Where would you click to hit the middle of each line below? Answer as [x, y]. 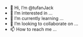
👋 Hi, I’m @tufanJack [32, 8]
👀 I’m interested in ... [31, 13]
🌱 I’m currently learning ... [37, 18]
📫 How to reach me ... [33, 29]
